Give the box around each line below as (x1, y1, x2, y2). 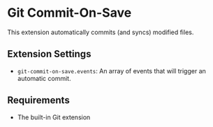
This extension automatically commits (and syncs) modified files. (7, 28, 194, 36)
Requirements (7, 94, 70, 106)
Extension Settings (7, 48, 91, 60)
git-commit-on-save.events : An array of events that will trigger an (17, 66, 206, 75)
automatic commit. (17, 74, 71, 82)
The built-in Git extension (17, 113, 91, 121)
